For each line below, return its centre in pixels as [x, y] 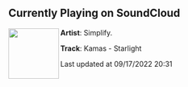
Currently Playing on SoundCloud [94, 13]
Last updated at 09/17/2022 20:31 [116, 64]
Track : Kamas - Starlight [101, 48]
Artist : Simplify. [86, 32]
